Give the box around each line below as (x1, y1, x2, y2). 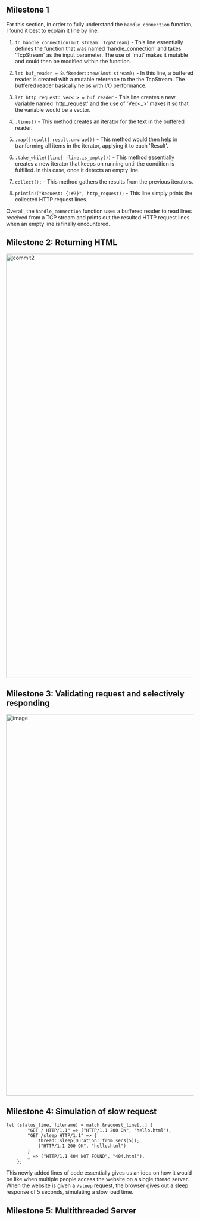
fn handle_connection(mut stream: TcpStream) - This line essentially (14, 38, 183, 45)
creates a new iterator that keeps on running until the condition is (14, 160, 174, 167)
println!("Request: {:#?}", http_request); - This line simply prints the (14, 189, 193, 197)
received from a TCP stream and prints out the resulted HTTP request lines (6, 213, 190, 221)
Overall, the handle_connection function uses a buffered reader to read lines (6, 207, 192, 215)
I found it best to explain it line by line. (6, 27, 99, 34)
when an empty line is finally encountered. (6, 220, 110, 227)
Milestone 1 (6, 5, 49, 15)
